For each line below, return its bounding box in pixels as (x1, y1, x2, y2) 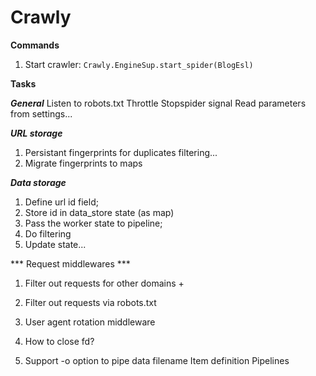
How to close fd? (24, 335, 95, 347)
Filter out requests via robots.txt (24, 296, 157, 308)
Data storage (10, 176, 67, 188)
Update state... (24, 238, 87, 250)
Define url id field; (24, 196, 99, 208)
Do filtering (24, 227, 72, 240)
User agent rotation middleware (24, 316, 156, 328)
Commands (10, 39, 60, 51)
